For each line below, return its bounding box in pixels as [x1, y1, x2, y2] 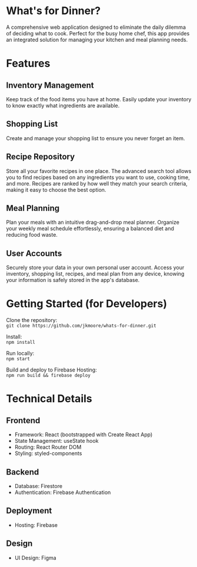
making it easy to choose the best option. [6, 186, 106, 193]
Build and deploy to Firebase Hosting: [6, 366, 97, 373]
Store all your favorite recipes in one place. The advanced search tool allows [6, 167, 192, 174]
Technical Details [6, 392, 92, 406]
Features [6, 57, 51, 70]
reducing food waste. [6, 231, 58, 238]
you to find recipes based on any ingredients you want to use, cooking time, [6, 174, 190, 181]
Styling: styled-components [14, 450, 82, 457]
